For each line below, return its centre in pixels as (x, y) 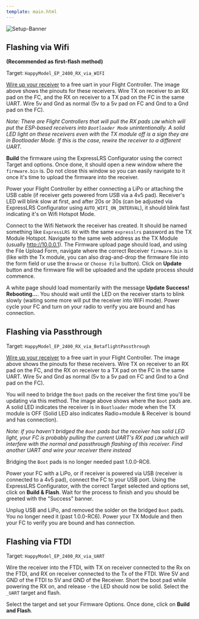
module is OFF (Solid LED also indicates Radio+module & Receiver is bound (99, 414)
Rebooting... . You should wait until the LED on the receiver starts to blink (96, 294)
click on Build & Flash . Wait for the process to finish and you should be (93, 492)
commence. (21, 276)
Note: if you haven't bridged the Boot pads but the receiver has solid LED (96, 432)
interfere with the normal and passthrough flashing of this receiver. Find (94, 444)
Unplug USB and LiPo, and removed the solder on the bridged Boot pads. (95, 510)
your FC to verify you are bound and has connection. (71, 523)
